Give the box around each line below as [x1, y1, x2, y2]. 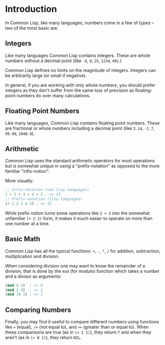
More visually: [5, 178, 34, 184]
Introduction [5, 3, 57, 15]
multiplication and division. [5, 253, 60, 259]
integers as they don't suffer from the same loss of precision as [5, 87, 134, 93]
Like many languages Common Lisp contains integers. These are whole [5, 52, 151, 58]
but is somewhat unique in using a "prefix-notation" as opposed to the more [5, 163, 160, 169]
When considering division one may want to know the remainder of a [5, 263, 145, 268]
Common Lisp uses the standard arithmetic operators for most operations [5, 158, 155, 164]
